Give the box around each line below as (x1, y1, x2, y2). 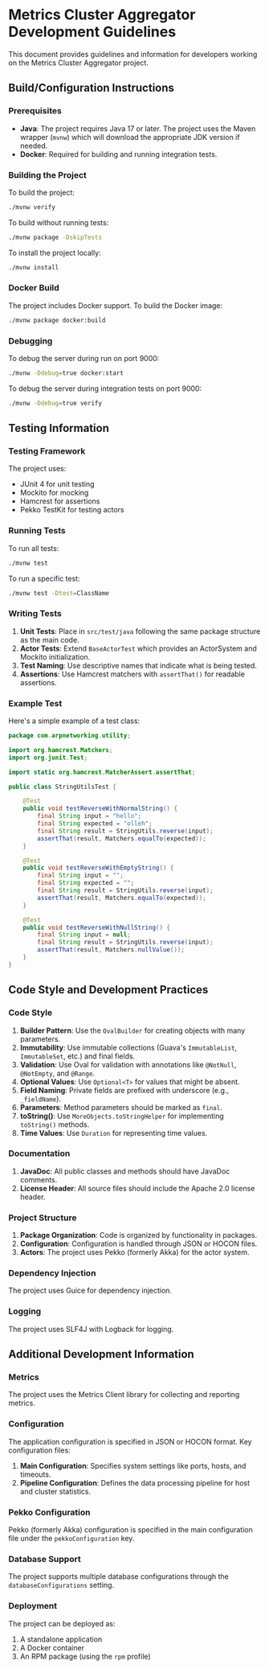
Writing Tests (8, 608, 62, 619)
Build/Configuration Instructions (8, 81, 175, 95)
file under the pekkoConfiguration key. (8, 1534, 135, 1543)
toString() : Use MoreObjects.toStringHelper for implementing (19, 1111, 224, 1120)
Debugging (8, 335, 53, 347)
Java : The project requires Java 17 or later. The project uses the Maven (19, 123, 256, 134)
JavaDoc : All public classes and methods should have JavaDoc (19, 1166, 230, 1176)
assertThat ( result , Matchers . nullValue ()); (37, 946, 185, 954)
